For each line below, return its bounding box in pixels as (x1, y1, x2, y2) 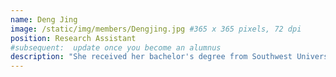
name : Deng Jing (10, 14, 78, 25)
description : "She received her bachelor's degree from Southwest (10, 52, 293, 62)
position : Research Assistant (10, 33, 137, 43)
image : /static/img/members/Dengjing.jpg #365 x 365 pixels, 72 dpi (10, 24, 302, 34)
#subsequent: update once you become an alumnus (10, 42, 222, 53)
